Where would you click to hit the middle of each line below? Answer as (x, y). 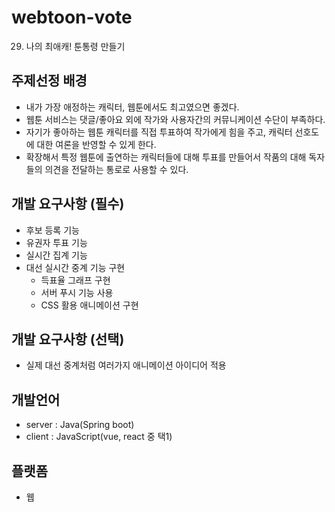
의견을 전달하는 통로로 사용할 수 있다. (116, 169)
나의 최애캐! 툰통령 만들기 (75, 46)
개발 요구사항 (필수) (68, 204)
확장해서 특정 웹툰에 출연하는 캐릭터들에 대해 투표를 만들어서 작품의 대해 (166, 157)
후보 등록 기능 (52, 230)
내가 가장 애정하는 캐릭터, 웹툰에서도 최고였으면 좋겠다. (132, 107)
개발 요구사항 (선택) (68, 339)
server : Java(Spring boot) (80, 425)
